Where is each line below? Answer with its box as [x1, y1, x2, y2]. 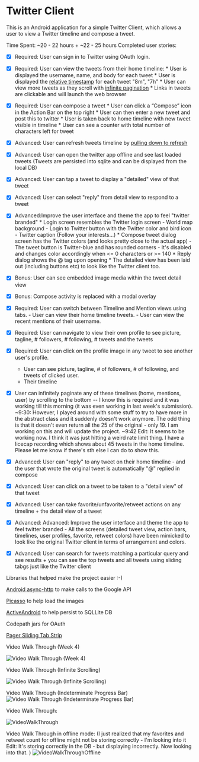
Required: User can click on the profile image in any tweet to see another [14, 347, 193, 354]
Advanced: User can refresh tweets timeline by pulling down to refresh [14, 139, 188, 147]
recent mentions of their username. [14, 317, 101, 325]
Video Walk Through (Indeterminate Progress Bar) [6, 690, 129, 697]
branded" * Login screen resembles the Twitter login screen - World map [14, 218, 193, 226]
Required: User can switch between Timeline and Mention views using [14, 304, 187, 312]
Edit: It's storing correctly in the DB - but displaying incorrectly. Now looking [6, 743, 192, 750]
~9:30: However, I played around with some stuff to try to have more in [14, 408, 188, 416]
